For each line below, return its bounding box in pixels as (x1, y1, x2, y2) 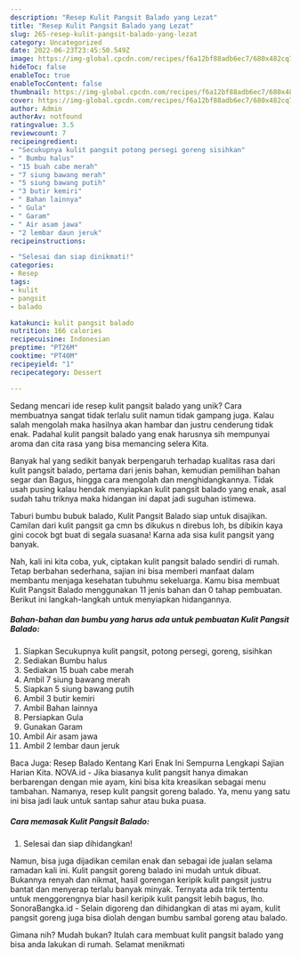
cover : (10, 95, 35, 105)
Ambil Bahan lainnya (22, 702, 99, 713)
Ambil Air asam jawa (22, 731, 99, 742)
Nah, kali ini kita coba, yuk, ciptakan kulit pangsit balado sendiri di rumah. (10, 556, 280, 566)
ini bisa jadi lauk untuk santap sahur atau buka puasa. (10, 796, 207, 807)
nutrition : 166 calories (10, 327, 102, 336)
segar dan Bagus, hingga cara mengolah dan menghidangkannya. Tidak (10, 474, 274, 485)
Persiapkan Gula (22, 712, 84, 723)
